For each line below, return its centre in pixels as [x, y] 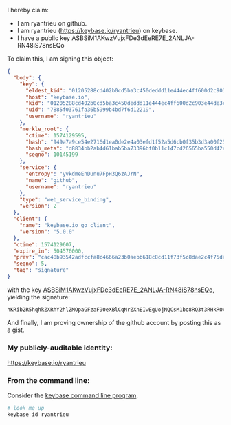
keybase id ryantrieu [38, 415]
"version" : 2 [38, 206]
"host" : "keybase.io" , [58, 97]
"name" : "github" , [52, 180]
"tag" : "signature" [41, 270]
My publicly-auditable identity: [60, 348]
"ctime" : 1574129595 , [56, 135]
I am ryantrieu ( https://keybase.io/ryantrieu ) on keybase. [97, 31]
